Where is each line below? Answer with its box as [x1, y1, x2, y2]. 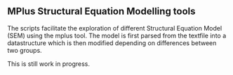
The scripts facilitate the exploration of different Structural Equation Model [7, 24, 222, 32]
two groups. [7, 46, 42, 54]
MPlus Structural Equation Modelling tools [7, 6, 196, 17]
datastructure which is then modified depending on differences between [7, 38, 217, 47]
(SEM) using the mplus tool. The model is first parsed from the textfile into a [7, 31, 227, 40]
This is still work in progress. [7, 59, 90, 68]
